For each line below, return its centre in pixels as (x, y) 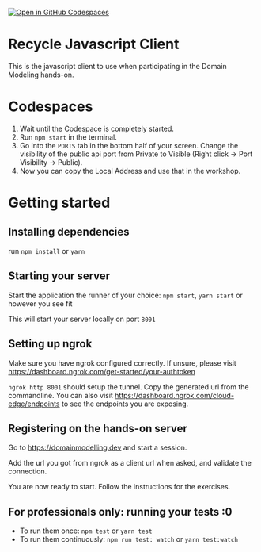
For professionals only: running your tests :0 (120, 512)
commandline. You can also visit (61, 395)
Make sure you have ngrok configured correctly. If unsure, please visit (123, 363)
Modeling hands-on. (41, 75)
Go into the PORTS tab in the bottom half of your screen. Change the (129, 145)
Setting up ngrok (50, 344)
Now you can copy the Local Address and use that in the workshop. (130, 171)
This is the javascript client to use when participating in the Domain (117, 66)
